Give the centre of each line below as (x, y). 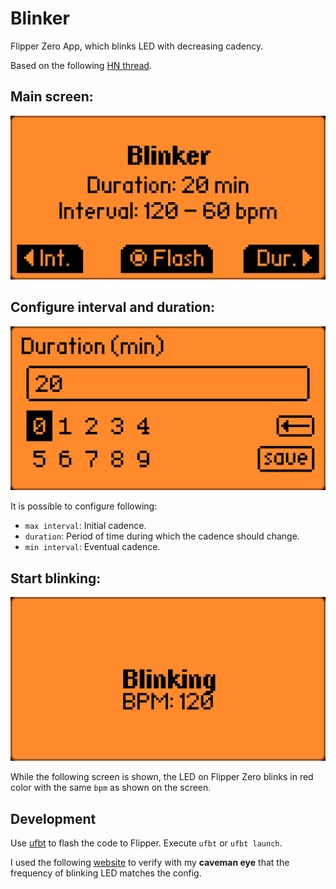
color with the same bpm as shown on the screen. (111, 788)
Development (53, 818)
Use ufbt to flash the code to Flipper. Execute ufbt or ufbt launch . (146, 843)
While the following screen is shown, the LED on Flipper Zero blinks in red (162, 777)
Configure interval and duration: (113, 307)
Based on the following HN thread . (81, 65)
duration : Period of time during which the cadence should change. (162, 536)
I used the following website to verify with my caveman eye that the (150, 863)
